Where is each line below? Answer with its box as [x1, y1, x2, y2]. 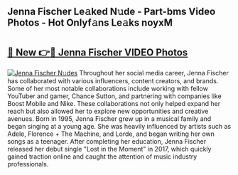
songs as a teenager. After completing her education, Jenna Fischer [7, 137, 207, 145]
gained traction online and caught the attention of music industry [7, 152, 198, 161]
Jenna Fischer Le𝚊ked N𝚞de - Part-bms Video [7, 6, 216, 18]
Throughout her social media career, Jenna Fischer [79, 69, 229, 77]
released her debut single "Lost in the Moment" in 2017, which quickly [7, 145, 212, 153]
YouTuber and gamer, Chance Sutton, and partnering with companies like [7, 92, 222, 100]
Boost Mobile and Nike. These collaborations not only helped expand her [7, 100, 221, 107]
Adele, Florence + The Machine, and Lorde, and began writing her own [7, 129, 215, 138]
